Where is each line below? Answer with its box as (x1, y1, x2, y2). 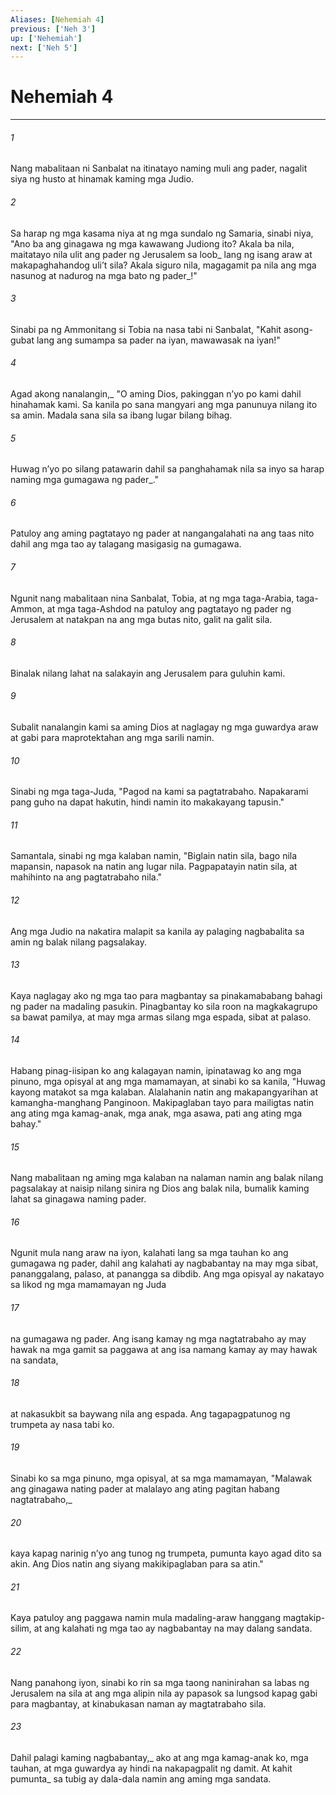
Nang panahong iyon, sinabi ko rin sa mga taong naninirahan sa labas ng (10, 1676, 310, 1688)
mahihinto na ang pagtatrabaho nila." (10, 871, 163, 883)
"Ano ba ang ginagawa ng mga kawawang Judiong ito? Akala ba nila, (10, 237, 295, 250)
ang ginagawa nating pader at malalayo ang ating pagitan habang (10, 1483, 280, 1495)
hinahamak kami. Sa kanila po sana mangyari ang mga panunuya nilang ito (10, 399, 318, 410)
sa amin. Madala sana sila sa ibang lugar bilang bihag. (10, 409, 233, 421)
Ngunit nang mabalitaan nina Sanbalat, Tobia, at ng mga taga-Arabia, (10, 592, 295, 604)
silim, (10, 1622, 32, 1635)
